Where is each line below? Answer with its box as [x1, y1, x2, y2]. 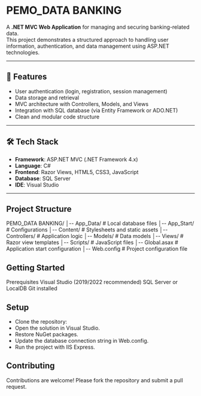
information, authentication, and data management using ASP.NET [6, 42, 169, 50]
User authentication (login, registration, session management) [14, 87, 167, 95]
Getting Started [6, 263, 65, 273]
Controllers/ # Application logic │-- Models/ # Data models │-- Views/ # [6, 233, 184, 240]
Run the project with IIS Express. [14, 343, 96, 351]
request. [6, 383, 27, 390]
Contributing [6, 361, 55, 371]
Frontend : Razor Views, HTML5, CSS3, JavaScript [14, 168, 139, 175]
